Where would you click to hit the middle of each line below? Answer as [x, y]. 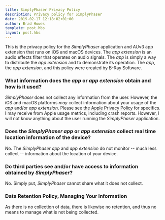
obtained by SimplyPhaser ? [39, 173]
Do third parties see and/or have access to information [72, 166]
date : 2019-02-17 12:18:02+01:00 [39, 19]
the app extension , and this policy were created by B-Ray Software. [74, 68]
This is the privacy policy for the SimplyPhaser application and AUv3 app [79, 47]
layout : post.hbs [23, 33]
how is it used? [23, 87]
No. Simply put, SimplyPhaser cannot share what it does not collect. [74, 183]
